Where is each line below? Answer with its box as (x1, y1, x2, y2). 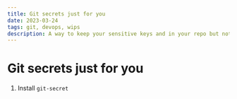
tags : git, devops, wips (7, 23, 80, 30)
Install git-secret (17, 84, 69, 93)
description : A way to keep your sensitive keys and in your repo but (7, 30, 219, 37)
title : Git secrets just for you (7, 10, 106, 18)
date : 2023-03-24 (7, 17, 59, 24)
